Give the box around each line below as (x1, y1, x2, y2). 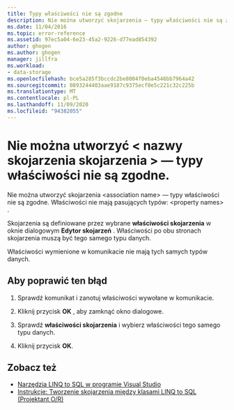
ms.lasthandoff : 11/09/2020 (7, 101, 89, 108)
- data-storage (7, 68, 52, 75)
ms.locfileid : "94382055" (7, 108, 82, 115)
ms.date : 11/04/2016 (7, 23, 68, 30)
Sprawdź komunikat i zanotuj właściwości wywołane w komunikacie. (17, 293, 214, 302)
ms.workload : (7, 62, 45, 69)
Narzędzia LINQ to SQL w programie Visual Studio (17, 380, 162, 388)
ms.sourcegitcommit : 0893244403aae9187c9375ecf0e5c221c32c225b (7, 82, 195, 89)
